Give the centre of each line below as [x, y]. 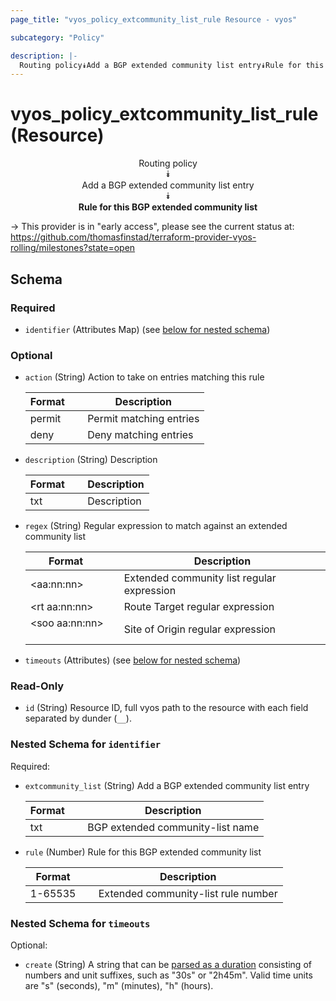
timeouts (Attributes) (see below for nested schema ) [133, 660]
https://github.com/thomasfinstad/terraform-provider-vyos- [133, 237]
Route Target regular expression [199, 607]
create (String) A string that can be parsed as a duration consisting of [168, 965]
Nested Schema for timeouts [80, 923]
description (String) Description [91, 460]
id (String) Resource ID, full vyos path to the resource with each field [166, 708]
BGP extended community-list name [173, 827]
